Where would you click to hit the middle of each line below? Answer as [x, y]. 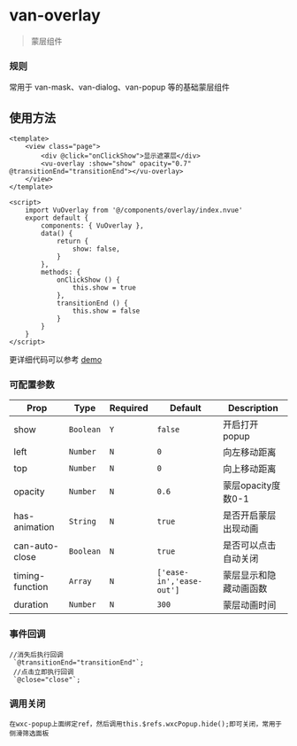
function [31, 587]
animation [34, 527]
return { [72, 241]
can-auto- [36, 546]
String [83, 522]
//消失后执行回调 [36, 655]
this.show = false [106, 311]
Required [129, 408]
